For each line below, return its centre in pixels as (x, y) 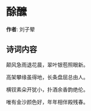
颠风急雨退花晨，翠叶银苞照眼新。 (47, 64)
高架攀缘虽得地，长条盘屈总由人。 (47, 77)
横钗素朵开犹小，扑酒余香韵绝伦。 (47, 89)
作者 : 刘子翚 (21, 29)
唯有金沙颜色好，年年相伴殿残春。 (47, 102)
